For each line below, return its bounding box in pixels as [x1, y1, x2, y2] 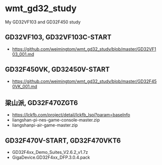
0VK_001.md [12, 83, 37, 89]
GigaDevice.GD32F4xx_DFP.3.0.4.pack [12, 154, 90, 161]
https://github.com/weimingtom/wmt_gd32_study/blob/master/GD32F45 [12, 78, 157, 84]
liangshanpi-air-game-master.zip [12, 122, 78, 128]
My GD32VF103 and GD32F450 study [5, 19, 81, 25]
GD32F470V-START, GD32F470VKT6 [5, 136, 121, 145]
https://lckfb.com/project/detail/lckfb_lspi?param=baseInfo [12, 112, 130, 118]
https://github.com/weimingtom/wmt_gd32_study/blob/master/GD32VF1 [12, 46, 156, 52]
